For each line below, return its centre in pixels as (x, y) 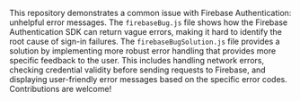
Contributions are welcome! (61, 89)
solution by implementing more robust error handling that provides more (143, 51)
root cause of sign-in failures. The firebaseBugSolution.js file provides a (145, 41)
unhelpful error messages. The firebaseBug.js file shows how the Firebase (149, 22)
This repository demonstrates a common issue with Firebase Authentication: (150, 13)
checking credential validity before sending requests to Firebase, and (138, 70)
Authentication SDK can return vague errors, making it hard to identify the (146, 32)
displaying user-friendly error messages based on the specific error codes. (148, 79)
